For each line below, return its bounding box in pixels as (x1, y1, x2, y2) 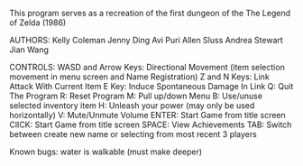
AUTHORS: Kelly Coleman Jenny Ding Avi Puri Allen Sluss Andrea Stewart (9, 35, 284, 45)
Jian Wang (9, 44, 50, 55)
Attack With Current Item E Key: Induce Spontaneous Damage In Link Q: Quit (9, 81, 294, 91)
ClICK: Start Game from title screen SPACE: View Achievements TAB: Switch (9, 119, 292, 130)
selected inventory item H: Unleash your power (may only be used (9, 100, 255, 111)
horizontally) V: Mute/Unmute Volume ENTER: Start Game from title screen (9, 110, 286, 120)
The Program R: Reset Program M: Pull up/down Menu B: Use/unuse (9, 90, 263, 101)
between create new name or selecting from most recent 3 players (9, 129, 257, 139)
